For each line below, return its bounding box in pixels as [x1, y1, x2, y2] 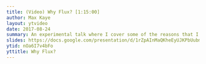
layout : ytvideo [6, 20, 48, 26]
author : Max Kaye [6, 15, 51, 21]
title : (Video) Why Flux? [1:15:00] [6, 9, 100, 15]
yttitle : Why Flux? [6, 49, 56, 55]
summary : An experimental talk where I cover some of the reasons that [6, 32, 193, 38]
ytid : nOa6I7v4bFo [6, 43, 53, 49]
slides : [6, 37, 26, 43]
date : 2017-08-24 [6, 26, 51, 32]
